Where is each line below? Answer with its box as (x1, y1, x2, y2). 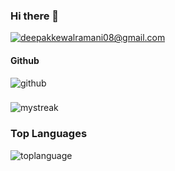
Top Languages (10, 127, 88, 141)
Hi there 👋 (10, 9, 60, 23)
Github (10, 54, 40, 66)
